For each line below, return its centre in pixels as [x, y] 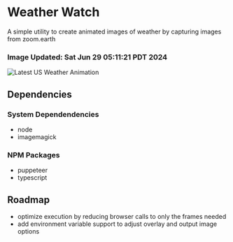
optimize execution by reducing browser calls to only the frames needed [122, 217]
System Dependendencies [53, 114]
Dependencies [40, 94]
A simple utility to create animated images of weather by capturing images [114, 31]
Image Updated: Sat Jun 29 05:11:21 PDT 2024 [87, 57]
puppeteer [32, 170]
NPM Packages [34, 155]
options [28, 232]
